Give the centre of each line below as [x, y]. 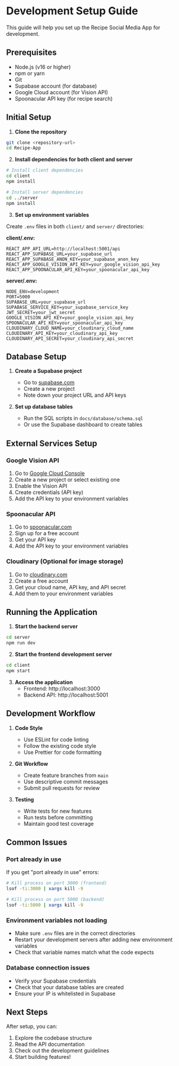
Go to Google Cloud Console [49, 473]
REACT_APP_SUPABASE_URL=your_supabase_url [59, 254]
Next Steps [27, 1012]
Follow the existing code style [60, 745]
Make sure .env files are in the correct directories [75, 933]
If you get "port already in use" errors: [53, 872]
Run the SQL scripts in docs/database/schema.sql [83, 418]
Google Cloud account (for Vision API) [61, 92]
